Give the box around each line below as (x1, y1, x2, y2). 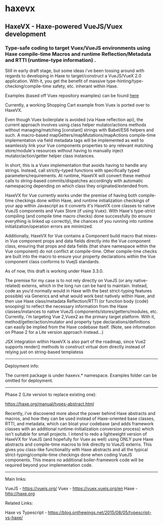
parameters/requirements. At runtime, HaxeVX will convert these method (5, 172, 150, 178)
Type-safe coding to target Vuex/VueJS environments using (5, 44, 150, 51)
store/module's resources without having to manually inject (5, 147, 124, 153)
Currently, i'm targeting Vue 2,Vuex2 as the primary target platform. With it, (5, 313, 155, 319)
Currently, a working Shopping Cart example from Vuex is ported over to (5, 102, 150, 108)
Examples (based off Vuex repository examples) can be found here (5, 92, 139, 98)
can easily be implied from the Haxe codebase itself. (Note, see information (5, 324, 156, 330)
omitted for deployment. (5, 378, 53, 383)
